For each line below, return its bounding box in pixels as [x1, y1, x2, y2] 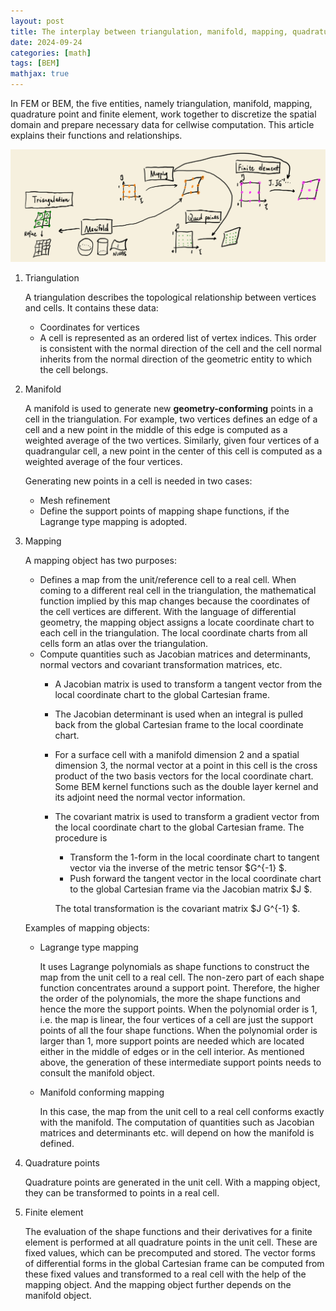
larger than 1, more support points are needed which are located [39, 1035, 305, 1047]
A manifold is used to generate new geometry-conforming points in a [24, 402, 314, 414]
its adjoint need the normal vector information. [54, 791, 246, 803]
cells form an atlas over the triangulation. [39, 637, 209, 649]
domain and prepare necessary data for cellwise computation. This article [10, 119, 315, 130]
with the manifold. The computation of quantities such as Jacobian [39, 1116, 315, 1128]
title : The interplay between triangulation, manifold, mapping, [10, 26, 288, 37]
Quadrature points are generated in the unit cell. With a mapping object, [24, 1176, 321, 1188]
